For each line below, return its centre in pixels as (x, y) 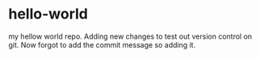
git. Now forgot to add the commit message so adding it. (102, 44)
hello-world (48, 14)
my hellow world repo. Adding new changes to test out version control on (130, 36)
